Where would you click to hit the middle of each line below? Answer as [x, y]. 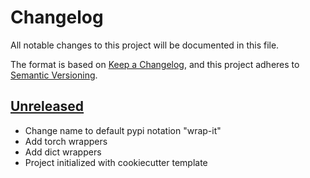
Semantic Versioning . [54, 75]
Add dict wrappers [63, 152]
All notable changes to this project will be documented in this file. [145, 45]
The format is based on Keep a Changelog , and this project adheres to [155, 64]
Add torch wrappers [66, 141]
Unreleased [47, 106]
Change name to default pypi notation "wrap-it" [123, 130]
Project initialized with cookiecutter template [116, 162]
